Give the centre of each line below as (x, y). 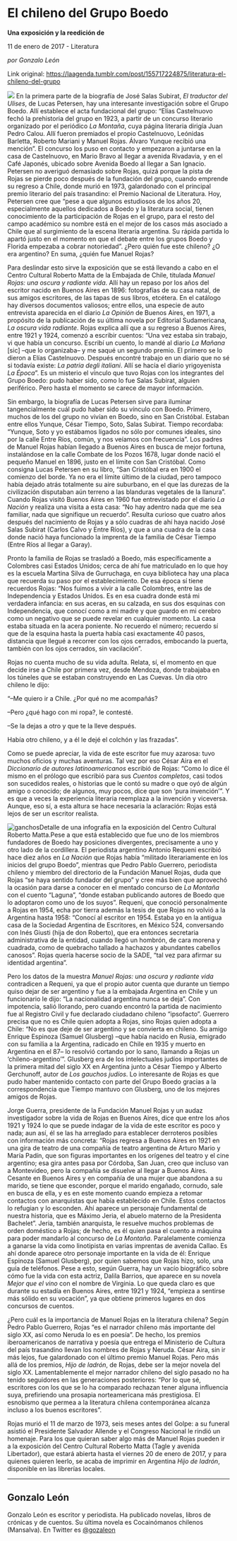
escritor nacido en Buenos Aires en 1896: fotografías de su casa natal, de (114, 290)
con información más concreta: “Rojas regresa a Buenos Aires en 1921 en (114, 1140)
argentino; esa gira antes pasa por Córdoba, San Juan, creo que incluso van (118, 1163)
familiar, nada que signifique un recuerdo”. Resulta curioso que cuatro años (116, 514)
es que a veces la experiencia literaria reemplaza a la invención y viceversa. (117, 798)
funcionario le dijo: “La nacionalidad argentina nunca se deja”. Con (104, 999)
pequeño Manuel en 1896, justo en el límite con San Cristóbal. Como (107, 462)
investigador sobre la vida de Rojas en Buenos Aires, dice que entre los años (119, 1118)
